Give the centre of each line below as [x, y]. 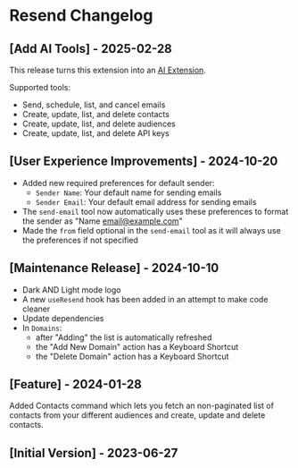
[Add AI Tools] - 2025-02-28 [91, 49]
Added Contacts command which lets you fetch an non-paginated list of [142, 406]
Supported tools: [40, 87]
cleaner [36, 309]
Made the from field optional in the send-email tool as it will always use [151, 230]
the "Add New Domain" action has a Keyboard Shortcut [137, 346]
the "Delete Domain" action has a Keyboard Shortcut [132, 356]
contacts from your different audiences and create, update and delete [137, 415]
